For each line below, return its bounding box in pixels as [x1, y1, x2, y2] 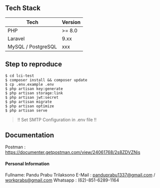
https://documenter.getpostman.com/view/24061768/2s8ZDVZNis [5, 149, 141, 155]
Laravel [7, 35, 25, 42]
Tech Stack [5, 4, 41, 12]
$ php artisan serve [5, 108, 48, 113]
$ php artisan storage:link [5, 90, 63, 96]
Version [61, 18, 81, 25]
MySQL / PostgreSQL [7, 43, 57, 50]
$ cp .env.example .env [5, 82, 54, 87]
